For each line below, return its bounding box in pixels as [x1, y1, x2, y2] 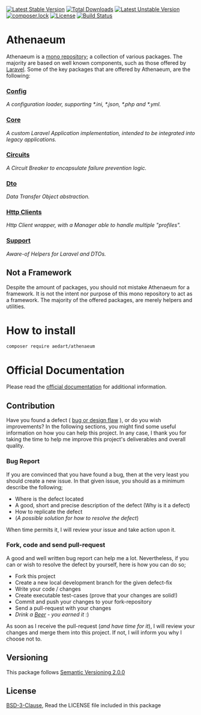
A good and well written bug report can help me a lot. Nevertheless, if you [6, 554, 189, 561]
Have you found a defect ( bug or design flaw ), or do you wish [6, 417, 161, 424]
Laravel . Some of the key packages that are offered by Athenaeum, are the [6, 65, 191, 73]
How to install [6, 324, 76, 337]
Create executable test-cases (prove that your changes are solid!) [14, 591, 178, 599]
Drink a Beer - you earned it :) [14, 611, 89, 618]
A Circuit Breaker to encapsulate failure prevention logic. [6, 164, 147, 171]
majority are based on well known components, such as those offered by [6, 59, 187, 66]
